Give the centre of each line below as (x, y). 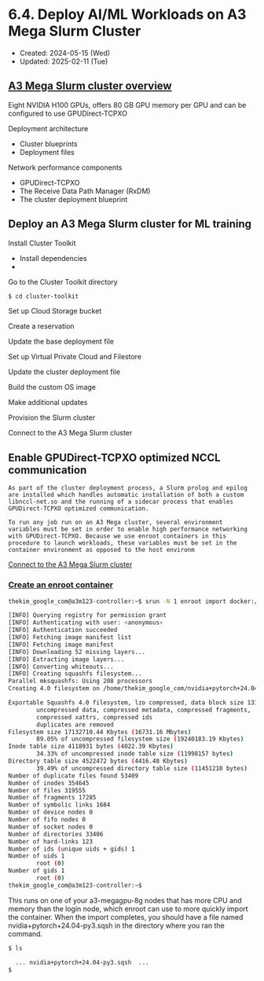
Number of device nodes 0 (50, 812)
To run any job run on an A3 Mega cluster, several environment (115, 523)
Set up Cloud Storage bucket (55, 311)
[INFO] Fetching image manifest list (70, 637)
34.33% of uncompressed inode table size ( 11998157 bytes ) (135, 754)
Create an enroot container (61, 585)
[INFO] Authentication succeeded (63, 630)
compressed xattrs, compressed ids (95, 717)
